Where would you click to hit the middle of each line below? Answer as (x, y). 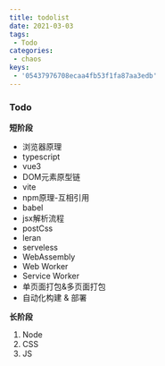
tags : (19, 34)
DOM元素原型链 (51, 177)
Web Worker (45, 267)
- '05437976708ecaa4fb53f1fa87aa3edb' (85, 76)
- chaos (27, 59)
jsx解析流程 (43, 218)
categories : (31, 51)
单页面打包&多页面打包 (64, 286)
